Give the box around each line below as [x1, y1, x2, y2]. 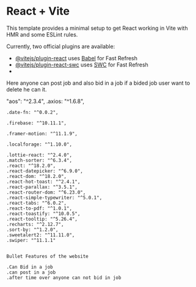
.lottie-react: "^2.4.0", [6, 152, 72, 158]
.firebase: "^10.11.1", [6, 120, 67, 126]
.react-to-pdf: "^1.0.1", [6, 205, 72, 211]
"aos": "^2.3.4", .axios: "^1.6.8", [6, 97, 84, 105]
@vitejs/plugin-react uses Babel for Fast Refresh [15, 54, 138, 62]
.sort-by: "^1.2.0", [6, 227, 59, 233]
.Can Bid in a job [6, 264, 53, 270]
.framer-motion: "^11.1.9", [6, 130, 78, 136]
